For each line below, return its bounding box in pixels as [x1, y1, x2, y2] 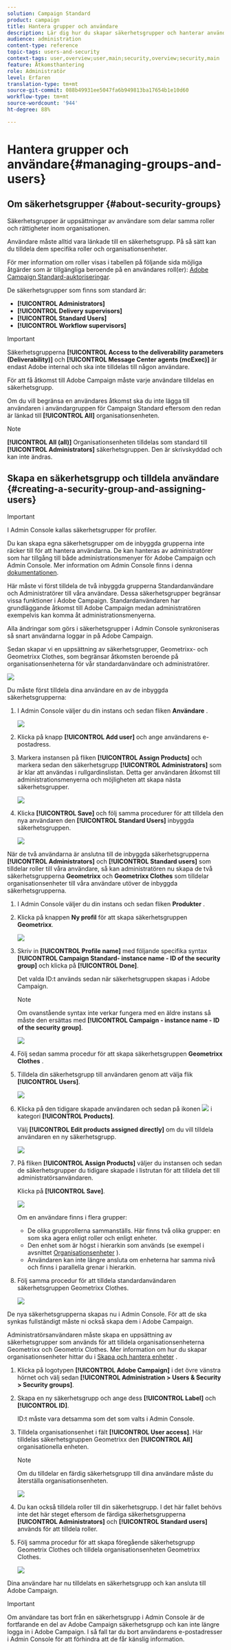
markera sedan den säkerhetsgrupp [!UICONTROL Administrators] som [16, 760, 222, 769]
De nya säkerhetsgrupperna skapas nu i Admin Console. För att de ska [7, 1310, 208, 1318]
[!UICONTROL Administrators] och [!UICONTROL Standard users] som [7, 857, 212, 865]
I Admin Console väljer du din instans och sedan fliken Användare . [16, 707, 208, 715]
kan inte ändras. [7, 452, 53, 461]
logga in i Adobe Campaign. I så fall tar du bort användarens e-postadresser [7, 1627, 223, 1636]
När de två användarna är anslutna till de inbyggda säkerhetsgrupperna [7, 850, 210, 858]
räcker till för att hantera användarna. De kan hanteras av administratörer [7, 546, 213, 554]
